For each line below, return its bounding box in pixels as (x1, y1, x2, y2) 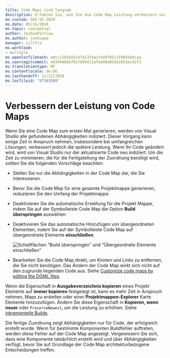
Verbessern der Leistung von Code (5, 100, 155, 112)
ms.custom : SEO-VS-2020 (5, 17, 56, 22)
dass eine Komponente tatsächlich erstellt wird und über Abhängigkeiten (5, 336, 157, 342)
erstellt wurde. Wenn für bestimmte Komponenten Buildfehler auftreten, (5, 325, 154, 331)
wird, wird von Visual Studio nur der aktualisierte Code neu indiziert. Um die (5, 149, 163, 155)
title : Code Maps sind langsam (5, 7, 71, 13)
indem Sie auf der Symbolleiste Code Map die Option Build (12, 206, 136, 212)
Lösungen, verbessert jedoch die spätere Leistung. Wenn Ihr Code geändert (5, 144, 164, 150)
